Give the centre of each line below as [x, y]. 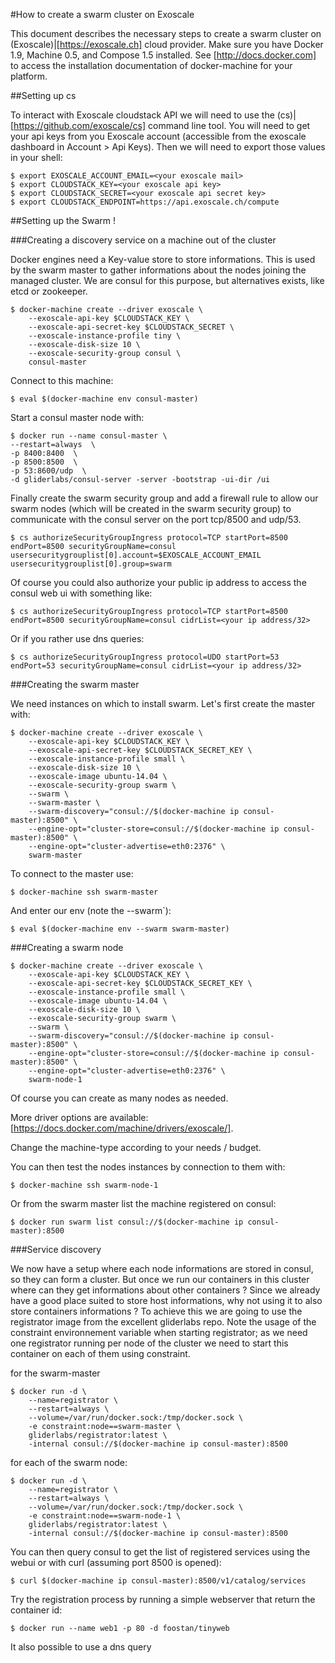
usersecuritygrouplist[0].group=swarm [91, 564]
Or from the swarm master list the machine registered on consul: [143, 1203]
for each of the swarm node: [69, 1462]
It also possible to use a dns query [81, 1647]
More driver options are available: [79, 1117]
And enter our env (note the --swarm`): [91, 910]
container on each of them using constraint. [100, 1353]
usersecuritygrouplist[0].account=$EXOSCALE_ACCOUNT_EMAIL [136, 555]
